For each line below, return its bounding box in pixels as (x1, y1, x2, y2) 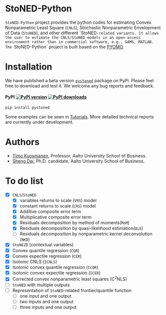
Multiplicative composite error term (19, 214, 92, 220)
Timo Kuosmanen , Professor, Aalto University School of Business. (12, 153, 147, 159)
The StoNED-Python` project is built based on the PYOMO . (5, 44, 124, 50)
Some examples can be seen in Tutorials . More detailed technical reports (5, 114, 154, 120)
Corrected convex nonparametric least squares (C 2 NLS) (12, 275, 127, 282)
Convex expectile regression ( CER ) (12, 253, 82, 259)
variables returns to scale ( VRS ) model (19, 198, 97, 204)
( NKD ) (19, 236, 30, 243)
